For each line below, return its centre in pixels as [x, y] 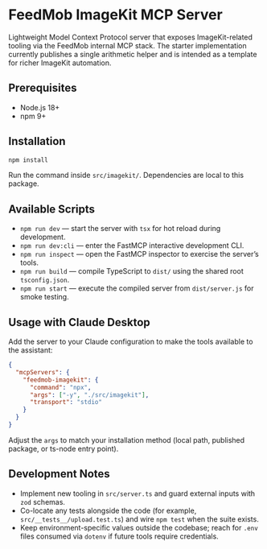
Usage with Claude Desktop [79, 322]
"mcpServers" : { [43, 372]
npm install [28, 160]
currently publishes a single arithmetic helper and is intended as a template [133, 54]
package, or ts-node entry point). [64, 448]
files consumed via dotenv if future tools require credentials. [119, 536]
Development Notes [59, 474]
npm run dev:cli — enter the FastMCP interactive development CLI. [132, 246]
